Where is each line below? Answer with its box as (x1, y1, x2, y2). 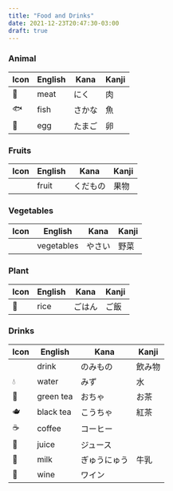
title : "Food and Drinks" (8, 11, 94, 20)
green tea (37, 390, 73, 401)
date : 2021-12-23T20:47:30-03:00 (8, 19, 120, 27)
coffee (37, 423, 61, 434)
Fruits (8, 145, 32, 156)
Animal (8, 53, 37, 64)
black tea (37, 406, 72, 417)
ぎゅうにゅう (81, 454, 129, 465)
